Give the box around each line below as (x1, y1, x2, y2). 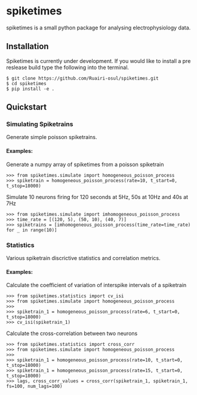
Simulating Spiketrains (6, 120, 73, 128)
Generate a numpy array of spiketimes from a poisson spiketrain (6, 161, 164, 168)
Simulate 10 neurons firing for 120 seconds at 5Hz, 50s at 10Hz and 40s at (6, 193, 189, 200)
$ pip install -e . (6, 86, 55, 92)
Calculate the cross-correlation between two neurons (6, 330, 138, 337)
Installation (6, 41, 49, 52)
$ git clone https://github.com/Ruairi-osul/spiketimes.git (6, 75, 159, 82)
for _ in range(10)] (6, 227, 58, 233)
